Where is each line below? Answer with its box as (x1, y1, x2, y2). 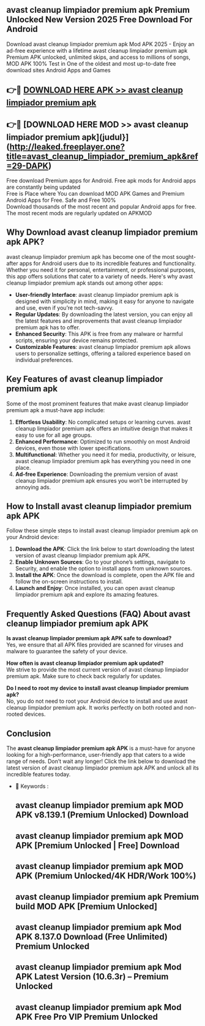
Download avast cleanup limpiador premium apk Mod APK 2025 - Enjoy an (6, 40, 195, 48)
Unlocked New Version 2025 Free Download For (6, 15, 193, 25)
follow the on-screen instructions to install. (15, 578, 124, 585)
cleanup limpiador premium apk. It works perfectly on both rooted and (6, 704, 184, 711)
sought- (176, 253, 196, 260)
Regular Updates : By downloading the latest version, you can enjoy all (15, 310, 193, 318)
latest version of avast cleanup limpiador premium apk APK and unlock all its (6, 764, 199, 771)
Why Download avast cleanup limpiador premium (6, 227, 198, 238)
